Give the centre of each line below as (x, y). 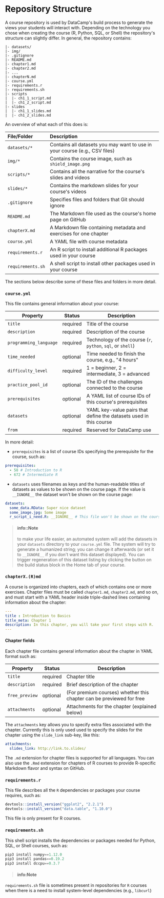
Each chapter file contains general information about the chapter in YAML (79, 651)
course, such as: (29, 457)
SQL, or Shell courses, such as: (37, 845)
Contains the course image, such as (91, 159)
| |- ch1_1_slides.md (28, 111)
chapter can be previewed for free (106, 698)
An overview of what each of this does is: (47, 124)
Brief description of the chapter (102, 685)
